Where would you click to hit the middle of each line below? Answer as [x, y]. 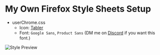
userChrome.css [29, 22]
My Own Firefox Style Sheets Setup [78, 9]
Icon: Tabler [31, 27]
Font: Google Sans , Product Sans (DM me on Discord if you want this [87, 33]
